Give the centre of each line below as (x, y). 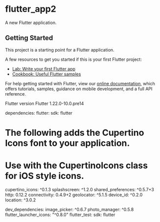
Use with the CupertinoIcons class (77, 166)
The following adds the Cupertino (75, 133)
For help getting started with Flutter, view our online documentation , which (80, 83)
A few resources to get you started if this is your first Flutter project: (73, 59)
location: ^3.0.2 (21, 200)
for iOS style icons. (45, 176)
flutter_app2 (31, 9)
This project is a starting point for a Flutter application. (60, 49)
